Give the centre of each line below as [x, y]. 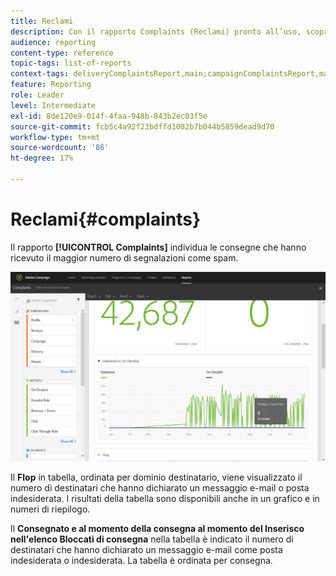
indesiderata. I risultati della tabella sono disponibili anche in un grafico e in [165, 498]
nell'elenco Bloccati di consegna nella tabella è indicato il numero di [152, 539]
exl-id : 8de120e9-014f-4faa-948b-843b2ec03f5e [109, 116]
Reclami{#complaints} [106, 219]
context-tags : [40, 74]
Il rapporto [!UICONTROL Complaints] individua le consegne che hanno [158, 247]
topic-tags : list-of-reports [71, 63]
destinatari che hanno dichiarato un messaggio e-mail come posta [146, 549]
